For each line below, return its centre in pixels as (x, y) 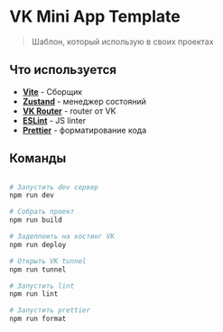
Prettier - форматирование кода (84, 130)
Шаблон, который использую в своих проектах (122, 41)
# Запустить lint (42, 286)
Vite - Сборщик (52, 91)
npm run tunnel (38, 269)
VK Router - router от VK (69, 111)
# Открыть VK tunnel (48, 261)
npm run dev (32, 196)
